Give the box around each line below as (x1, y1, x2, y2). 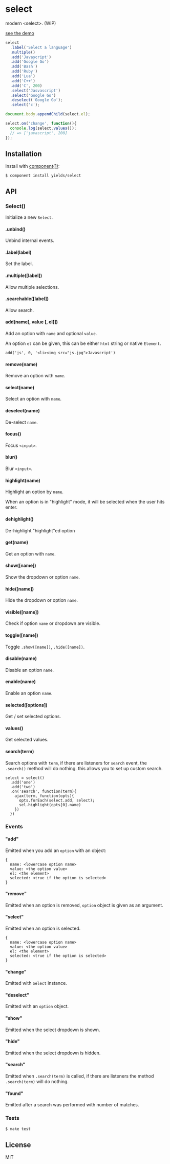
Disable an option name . (5, 667, 54, 673)
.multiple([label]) (5, 272, 42, 279)
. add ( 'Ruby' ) (10, 69, 38, 74)
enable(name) (5, 679, 36, 685)
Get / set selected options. (5, 714, 61, 720)
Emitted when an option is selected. (5, 925, 81, 932)
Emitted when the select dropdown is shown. (5, 1027, 100, 1033)
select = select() (5, 775, 45, 780)
